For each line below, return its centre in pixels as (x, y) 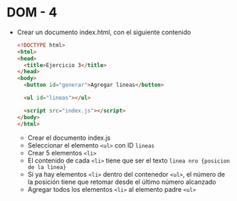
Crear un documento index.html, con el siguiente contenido (104, 32)
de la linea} (47, 167)
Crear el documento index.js (69, 138)
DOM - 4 (32, 12)
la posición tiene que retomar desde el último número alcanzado (122, 182)
